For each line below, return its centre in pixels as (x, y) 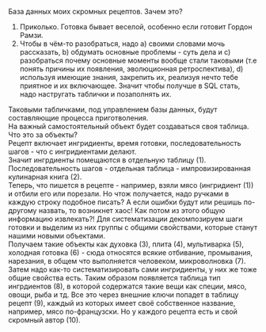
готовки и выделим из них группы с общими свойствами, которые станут (133, 227)
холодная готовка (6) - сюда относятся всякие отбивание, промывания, (131, 252)
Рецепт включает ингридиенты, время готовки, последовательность (125, 143)
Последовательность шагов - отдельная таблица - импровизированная (129, 168)
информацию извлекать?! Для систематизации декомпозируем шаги (125, 219)
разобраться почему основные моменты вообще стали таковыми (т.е (138, 60)
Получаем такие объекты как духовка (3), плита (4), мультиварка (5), (126, 244)
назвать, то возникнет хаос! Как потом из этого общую (132, 210)
